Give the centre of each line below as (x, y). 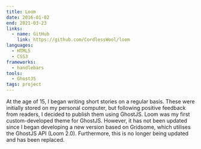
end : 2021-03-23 (26, 23)
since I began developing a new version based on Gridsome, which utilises (98, 127)
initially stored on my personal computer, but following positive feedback (96, 108)
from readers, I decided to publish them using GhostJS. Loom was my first (98, 114)
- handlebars (28, 68)
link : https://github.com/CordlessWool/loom (73, 40)
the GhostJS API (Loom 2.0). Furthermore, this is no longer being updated (97, 133)
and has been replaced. (35, 140)
